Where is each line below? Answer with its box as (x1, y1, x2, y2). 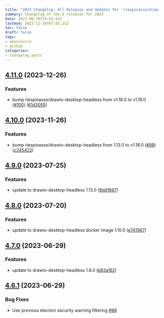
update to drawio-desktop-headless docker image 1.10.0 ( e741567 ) (12, 227, 146, 233)
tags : (5, 35, 16, 40)
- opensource (5, 39, 32, 44)
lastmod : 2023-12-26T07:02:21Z (5, 21, 69, 26)
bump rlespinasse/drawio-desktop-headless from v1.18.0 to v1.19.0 (12, 97, 146, 103)
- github (5, 44, 23, 49)
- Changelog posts (5, 52, 42, 58)
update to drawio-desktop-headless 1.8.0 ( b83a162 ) (12, 267, 117, 273)
